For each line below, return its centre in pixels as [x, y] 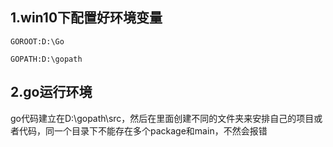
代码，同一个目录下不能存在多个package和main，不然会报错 [143, 130]
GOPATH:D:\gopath [46, 59]
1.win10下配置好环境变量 [86, 18]
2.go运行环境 [51, 92]
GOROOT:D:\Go [37, 41]
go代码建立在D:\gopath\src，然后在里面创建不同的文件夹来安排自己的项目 [162, 118]
